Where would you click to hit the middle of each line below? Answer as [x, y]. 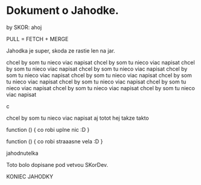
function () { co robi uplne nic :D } [48, 129]
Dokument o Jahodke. [62, 11]
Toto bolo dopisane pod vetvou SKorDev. [57, 164]
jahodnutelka [22, 153]
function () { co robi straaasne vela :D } [55, 141]
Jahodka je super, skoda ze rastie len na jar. [61, 50]
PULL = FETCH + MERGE [37, 39]
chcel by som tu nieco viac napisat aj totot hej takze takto [78, 118]
